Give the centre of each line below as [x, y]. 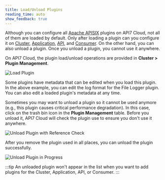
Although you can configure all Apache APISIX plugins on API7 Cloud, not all [82, 33]
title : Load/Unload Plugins [34, 10]
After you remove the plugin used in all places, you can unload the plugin [79, 143]
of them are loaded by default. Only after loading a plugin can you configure [82, 38]
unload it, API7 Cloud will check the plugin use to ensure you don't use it [79, 118]
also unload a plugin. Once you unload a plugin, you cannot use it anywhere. [82, 49]
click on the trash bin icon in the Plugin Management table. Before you [77, 113]
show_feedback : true [26, 19]
